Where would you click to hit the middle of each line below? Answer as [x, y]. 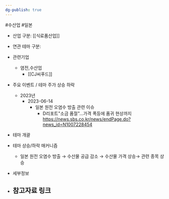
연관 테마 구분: [27, 46]
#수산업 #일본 [19, 25]
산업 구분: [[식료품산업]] [36, 35]
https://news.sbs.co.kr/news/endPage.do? [87, 119]
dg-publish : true [23, 10]
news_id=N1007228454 [67, 124]
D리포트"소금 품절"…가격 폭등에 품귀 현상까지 [87, 113]
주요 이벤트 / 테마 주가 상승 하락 [43, 85]
